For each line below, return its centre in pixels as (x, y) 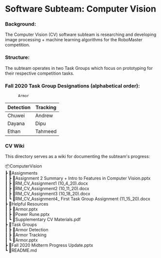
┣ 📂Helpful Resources (27, 204)
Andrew (44, 116)
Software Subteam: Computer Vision (81, 9)
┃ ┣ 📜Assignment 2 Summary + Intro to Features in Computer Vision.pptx (78, 178)
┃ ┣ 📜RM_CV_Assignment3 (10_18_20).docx (48, 194)
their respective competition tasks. (40, 73)
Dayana (16, 124)
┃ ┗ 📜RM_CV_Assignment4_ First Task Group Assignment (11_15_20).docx (78, 199)
